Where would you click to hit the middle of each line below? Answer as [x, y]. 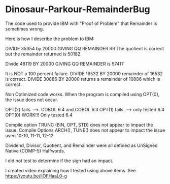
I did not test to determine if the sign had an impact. [59, 161]
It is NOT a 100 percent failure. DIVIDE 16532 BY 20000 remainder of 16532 [84, 73]
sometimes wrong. [25, 28]
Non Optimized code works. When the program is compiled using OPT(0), [82, 94]
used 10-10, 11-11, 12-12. [30, 135]
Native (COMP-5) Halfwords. [35, 150]
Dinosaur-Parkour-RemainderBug [78, 9]
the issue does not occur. [32, 100]
